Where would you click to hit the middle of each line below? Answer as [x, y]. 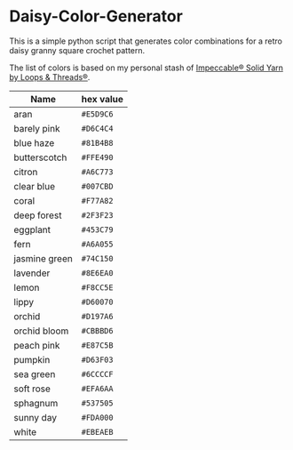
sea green [35, 374]
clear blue [35, 186]
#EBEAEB [97, 432]
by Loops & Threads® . [50, 76]
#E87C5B [97, 345]
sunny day [36, 417]
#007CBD [97, 186]
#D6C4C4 [97, 128]
